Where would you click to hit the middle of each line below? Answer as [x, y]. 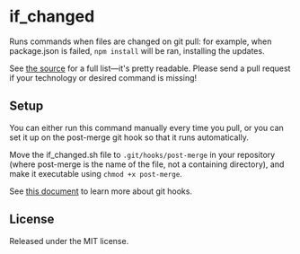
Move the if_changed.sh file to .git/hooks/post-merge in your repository [142, 154]
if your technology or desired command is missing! [103, 77]
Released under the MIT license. [69, 241]
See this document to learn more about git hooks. [101, 191]
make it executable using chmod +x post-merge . [96, 173]
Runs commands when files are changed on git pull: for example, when [141, 41]
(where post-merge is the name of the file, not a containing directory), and [147, 164]
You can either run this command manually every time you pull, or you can [147, 127]
